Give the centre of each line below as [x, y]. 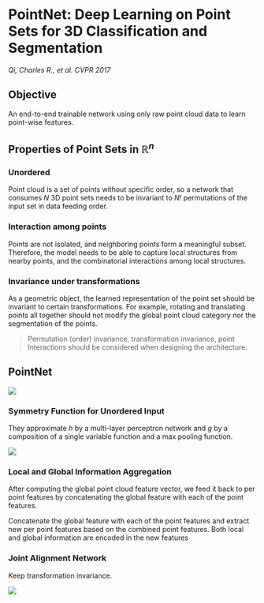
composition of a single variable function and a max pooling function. [121, 436]
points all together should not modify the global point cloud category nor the [132, 315]
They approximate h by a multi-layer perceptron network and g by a [118, 429]
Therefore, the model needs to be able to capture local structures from [123, 252]
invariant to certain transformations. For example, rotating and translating [127, 307]
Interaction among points [58, 227]
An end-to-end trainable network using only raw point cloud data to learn [127, 114]
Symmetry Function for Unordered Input [87, 410]
